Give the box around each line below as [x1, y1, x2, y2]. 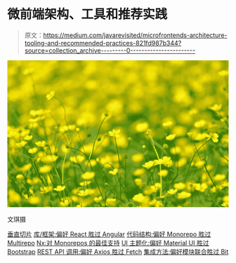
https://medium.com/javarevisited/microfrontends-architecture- [43, 31, 228, 39]
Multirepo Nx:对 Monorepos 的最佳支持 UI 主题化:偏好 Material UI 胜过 [7, 238, 209, 247]
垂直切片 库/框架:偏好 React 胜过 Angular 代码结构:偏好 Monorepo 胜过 [7, 229, 211, 238]
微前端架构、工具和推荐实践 [7, 6, 168, 22]
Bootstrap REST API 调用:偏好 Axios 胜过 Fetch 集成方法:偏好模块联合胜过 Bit [7, 247, 229, 256]
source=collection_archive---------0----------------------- [24, 46, 195, 55]
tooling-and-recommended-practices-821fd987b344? [24, 39, 182, 47]
